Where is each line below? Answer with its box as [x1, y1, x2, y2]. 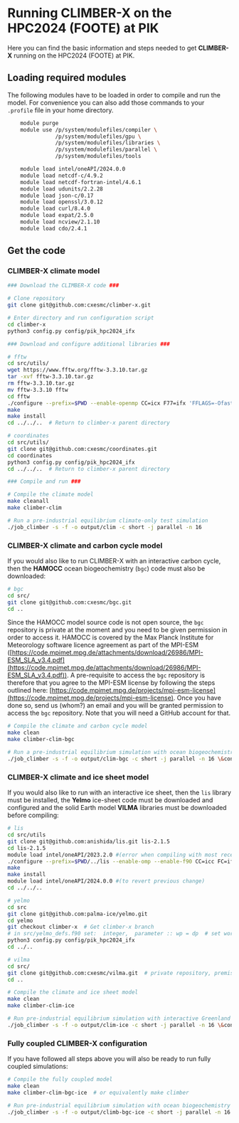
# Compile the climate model [7, 491, 94, 499]
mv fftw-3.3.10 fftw [7, 386, 69, 393]
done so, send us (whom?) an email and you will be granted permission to [7, 701, 224, 710]
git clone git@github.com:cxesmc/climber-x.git [7, 302, 152, 309]
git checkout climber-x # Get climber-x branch [7, 923, 154, 931]
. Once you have [173, 693, 222, 702]
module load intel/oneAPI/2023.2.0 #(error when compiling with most [7, 851, 218, 858]
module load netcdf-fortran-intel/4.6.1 [20, 179, 142, 186]
